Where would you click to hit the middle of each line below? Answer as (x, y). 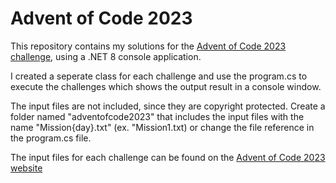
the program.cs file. (51, 138)
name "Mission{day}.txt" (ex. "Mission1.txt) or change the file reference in (162, 127)
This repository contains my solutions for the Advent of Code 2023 (148, 46)
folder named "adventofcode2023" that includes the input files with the (157, 116)
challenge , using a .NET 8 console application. (106, 56)
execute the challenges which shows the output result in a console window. (166, 86)
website (26, 168)
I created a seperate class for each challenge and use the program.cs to (159, 76)
